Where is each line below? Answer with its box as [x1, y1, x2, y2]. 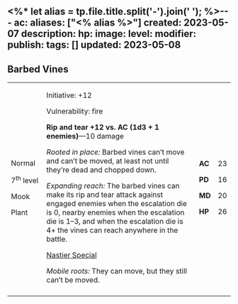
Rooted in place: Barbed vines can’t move [46, 147, 185, 157]
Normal [11, 158, 35, 168]
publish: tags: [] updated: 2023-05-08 [7, 39, 181, 51]
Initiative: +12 [46, 90, 92, 100]
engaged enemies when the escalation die [46, 199, 188, 209]
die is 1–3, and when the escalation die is [46, 217, 183, 227]
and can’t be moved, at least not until [46, 156, 169, 166]
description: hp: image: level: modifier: [21, 28, 197, 40]
